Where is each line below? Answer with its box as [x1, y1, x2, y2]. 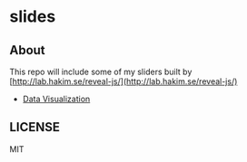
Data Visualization [22, 93, 91, 104]
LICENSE [9, 119, 61, 135]
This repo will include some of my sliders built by [9, 66, 193, 77]
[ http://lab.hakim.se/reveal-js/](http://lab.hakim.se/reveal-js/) [9, 76, 238, 87]
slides [9, 6, 56, 27]
